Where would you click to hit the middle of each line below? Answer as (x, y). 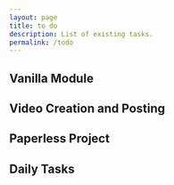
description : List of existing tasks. (81, 34)
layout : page (33, 17)
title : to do (33, 26)
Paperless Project (59, 139)
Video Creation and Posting (87, 109)
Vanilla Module (51, 78)
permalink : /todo (41, 42)
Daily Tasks (42, 169)
